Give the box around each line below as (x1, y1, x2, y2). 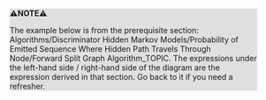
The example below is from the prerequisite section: (10, 25, 200, 35)
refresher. (10, 81, 45, 91)
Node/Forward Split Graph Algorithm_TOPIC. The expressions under (10, 54, 257, 63)
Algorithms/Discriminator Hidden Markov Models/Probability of (10, 34, 239, 45)
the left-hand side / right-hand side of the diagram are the (10, 62, 221, 73)
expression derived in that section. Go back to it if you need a (10, 72, 234, 82)
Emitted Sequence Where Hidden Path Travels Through (10, 44, 212, 54)
